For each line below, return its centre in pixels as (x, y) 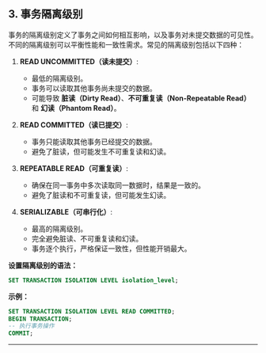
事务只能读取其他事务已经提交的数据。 (94, 142)
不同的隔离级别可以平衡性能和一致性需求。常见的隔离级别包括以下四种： (126, 44)
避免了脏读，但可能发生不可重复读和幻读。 (101, 151)
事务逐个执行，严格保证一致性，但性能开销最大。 (111, 249)
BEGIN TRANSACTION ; (40, 319)
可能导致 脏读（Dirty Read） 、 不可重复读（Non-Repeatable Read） (141, 98)
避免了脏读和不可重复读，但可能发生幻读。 (101, 195)
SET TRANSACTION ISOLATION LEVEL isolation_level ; (93, 280)
